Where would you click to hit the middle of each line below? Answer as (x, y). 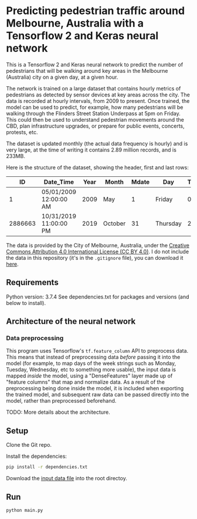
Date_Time (59, 182)
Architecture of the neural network (71, 322)
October (114, 223)
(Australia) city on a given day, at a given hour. (62, 77)
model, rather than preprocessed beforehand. (61, 401)
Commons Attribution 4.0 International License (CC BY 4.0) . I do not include (98, 252)
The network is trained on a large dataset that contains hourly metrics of (94, 88)
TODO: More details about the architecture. (58, 412)
